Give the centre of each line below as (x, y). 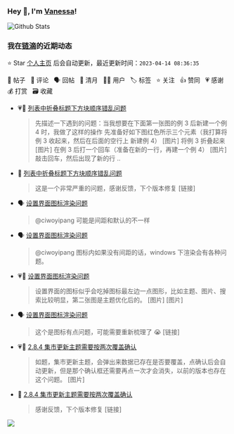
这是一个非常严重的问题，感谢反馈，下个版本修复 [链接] (115, 188)
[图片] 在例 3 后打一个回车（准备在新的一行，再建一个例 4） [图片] (131, 149)
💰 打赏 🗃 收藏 (30, 91)
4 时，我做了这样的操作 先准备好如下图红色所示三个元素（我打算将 (131, 132)
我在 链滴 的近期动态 (40, 46)
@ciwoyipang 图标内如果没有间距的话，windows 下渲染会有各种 (128, 252)
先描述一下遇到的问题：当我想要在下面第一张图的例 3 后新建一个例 (131, 123)
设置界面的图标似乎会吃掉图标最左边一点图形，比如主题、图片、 (127, 291)
